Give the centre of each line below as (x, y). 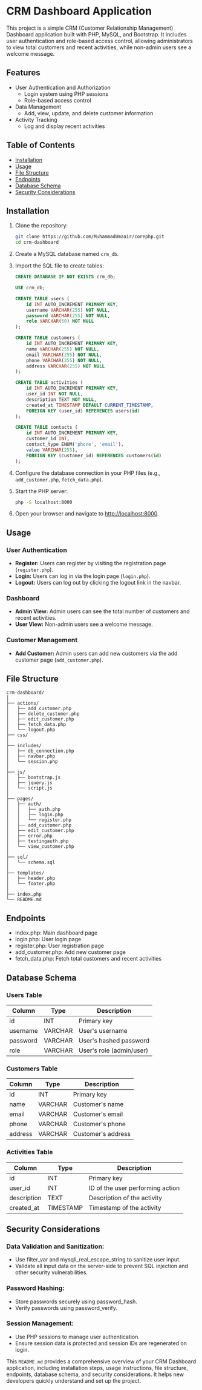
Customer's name (98, 1104)
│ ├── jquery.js (29, 783)
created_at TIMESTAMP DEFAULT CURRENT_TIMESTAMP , (90, 405)
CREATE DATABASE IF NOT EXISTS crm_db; (65, 277)
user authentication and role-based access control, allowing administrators (100, 41)
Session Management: (40, 1323)
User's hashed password (114, 1040)
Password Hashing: (35, 1288)
